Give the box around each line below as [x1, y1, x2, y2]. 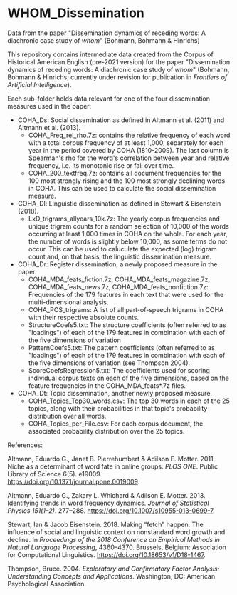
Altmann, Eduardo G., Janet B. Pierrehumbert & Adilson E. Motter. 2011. [7, 454, 216, 463]
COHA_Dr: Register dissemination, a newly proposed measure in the [17, 259, 218, 269]
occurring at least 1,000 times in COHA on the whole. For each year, [28, 229, 228, 238]
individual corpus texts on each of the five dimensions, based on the [28, 374, 229, 382]
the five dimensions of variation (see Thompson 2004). [28, 359, 191, 367]
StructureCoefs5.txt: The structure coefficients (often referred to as [28, 320, 226, 329]
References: [7, 441, 43, 449]
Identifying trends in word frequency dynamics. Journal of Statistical [7, 499, 209, 507]
